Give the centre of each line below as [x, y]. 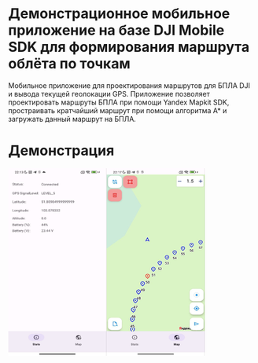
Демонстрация [61, 151]
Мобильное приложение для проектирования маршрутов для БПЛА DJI [129, 85]
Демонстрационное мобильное [119, 14]
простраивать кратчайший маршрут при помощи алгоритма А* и [118, 110]
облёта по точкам [70, 64]
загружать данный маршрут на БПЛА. [72, 119]
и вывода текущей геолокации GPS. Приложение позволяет [109, 93]
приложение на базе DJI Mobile [116, 30]
